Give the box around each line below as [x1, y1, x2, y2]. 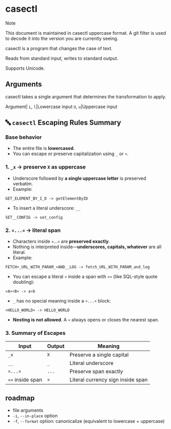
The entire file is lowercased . [12, 145, 75, 152]
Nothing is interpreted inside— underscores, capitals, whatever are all [12, 244, 162, 250]
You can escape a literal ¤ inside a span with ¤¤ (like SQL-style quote [12, 273, 158, 280]
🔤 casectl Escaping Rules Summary [5, 118, 121, 127]
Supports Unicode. [5, 65, 45, 71]
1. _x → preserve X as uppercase [5, 163, 86, 170]
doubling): [12, 279, 35, 285]
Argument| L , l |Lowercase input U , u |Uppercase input [5, 103, 118, 110]
